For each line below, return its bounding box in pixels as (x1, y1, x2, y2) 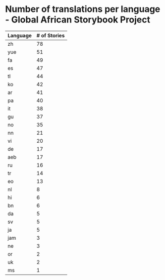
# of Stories (36, 32, 65, 39)
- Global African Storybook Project (5, 14, 151, 25)
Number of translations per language (5, 3, 161, 15)
